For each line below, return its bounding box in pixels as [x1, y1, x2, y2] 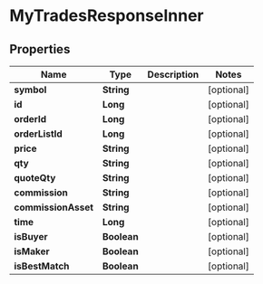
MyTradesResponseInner [9, 5, 204, 26]
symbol [14, 83, 47, 96]
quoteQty [14, 172, 56, 184]
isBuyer [14, 231, 48, 242]
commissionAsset [14, 201, 93, 213]
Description [147, 69, 200, 80]
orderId [14, 113, 47, 125]
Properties [9, 42, 71, 57]
